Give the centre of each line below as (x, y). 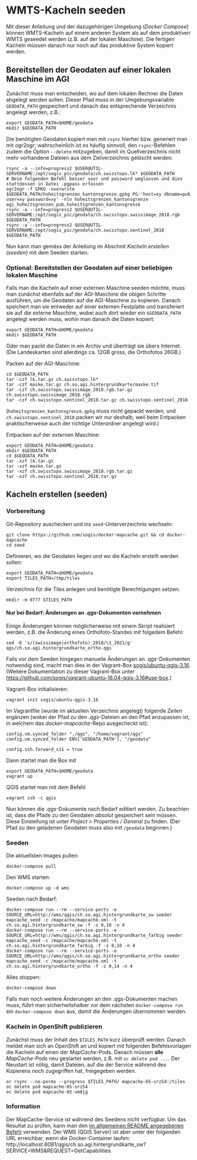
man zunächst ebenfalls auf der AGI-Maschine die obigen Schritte (86, 294)
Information (23, 1106)
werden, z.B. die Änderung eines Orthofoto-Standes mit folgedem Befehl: (95, 632)
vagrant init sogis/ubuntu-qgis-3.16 (52, 700)
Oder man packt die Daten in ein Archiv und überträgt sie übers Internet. (94, 346)
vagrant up (19, 776)
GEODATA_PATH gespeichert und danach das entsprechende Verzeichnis (91, 106)
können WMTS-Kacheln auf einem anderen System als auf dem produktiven (98, 32)
